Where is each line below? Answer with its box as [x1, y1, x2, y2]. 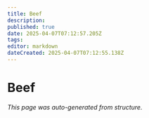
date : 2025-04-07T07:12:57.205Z [7, 29, 102, 37]
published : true [7, 23, 55, 30]
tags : [7, 37, 23, 44]
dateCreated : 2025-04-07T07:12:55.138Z [7, 50, 124, 57]
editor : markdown [7, 43, 58, 50]
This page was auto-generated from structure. [7, 103, 143, 111]
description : [7, 17, 46, 24]
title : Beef [7, 10, 42, 18]
